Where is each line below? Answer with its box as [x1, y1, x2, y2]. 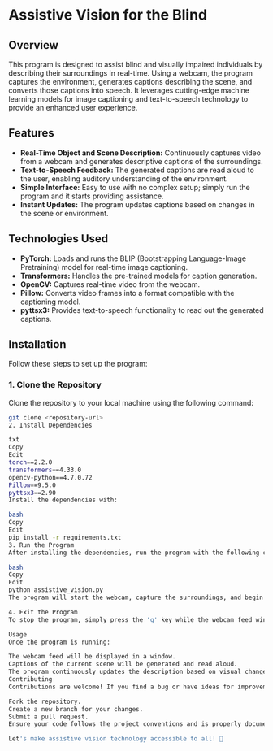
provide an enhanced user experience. [8, 103, 138, 112]
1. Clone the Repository [8, 380, 102, 391]
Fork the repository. [8, 697, 82, 705]
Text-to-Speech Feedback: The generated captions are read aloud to [19, 165, 254, 175]
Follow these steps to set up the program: [8, 359, 148, 369]
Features [8, 126, 54, 140]
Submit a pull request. [8, 713, 89, 721]
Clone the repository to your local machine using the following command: [8, 397, 254, 407]
